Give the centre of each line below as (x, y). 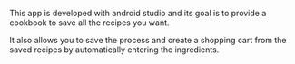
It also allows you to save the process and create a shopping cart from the (148, 40)
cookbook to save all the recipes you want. (89, 23)
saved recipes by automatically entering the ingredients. (114, 50)
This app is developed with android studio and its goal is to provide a (138, 13)
